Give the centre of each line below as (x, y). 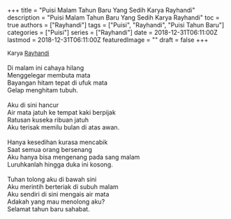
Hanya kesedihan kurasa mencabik (58, 142)
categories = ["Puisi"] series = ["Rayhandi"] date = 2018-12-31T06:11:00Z (112, 32)
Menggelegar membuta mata (49, 75)
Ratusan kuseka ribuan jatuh (48, 120)
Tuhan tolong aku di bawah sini (52, 179)
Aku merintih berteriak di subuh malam (63, 187)
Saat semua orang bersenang (50, 149)
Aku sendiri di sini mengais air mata (58, 194)
